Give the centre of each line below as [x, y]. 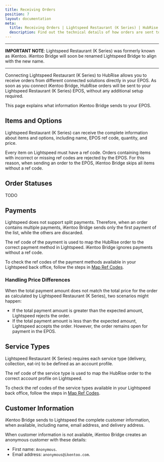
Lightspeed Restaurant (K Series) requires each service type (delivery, [76, 358]
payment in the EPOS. [34, 331]
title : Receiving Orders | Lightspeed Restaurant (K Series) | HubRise [84, 28]
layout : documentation [28, 19]
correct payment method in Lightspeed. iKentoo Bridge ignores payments [79, 247]
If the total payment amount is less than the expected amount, [74, 321]
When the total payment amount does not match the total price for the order [81, 290]
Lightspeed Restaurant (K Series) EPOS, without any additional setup [74, 91]
